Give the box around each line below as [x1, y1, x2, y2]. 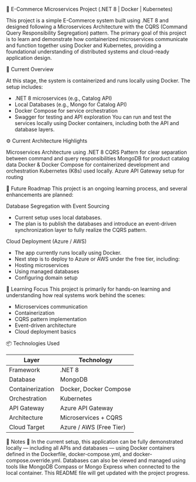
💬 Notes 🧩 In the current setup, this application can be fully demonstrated [6, 438, 183, 445]
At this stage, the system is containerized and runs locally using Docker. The [6, 77, 191, 84]
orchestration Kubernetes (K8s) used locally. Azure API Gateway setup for [6, 167, 185, 174]
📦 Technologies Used [6, 340, 60, 346]
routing [6, 174, 23, 180]
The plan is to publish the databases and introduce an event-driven [14, 220, 177, 227]
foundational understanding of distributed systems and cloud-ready [6, 48, 170, 55]
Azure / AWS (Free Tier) [60, 423, 126, 431]
